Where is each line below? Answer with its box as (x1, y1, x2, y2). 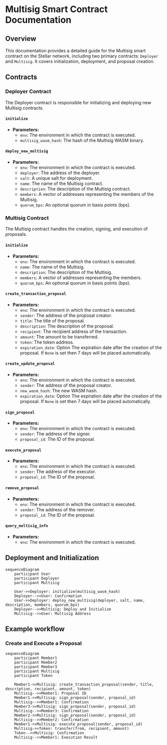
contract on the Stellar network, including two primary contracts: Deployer (5, 53, 158, 59)
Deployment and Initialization (5, 554, 99, 562)
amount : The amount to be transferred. (20, 333, 99, 340)
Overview (5, 34, 37, 43)
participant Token (14, 673, 53, 679)
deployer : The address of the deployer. (20, 170, 101, 176)
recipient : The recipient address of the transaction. (20, 328, 128, 334)
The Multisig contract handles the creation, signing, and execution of (5, 226, 148, 232)
